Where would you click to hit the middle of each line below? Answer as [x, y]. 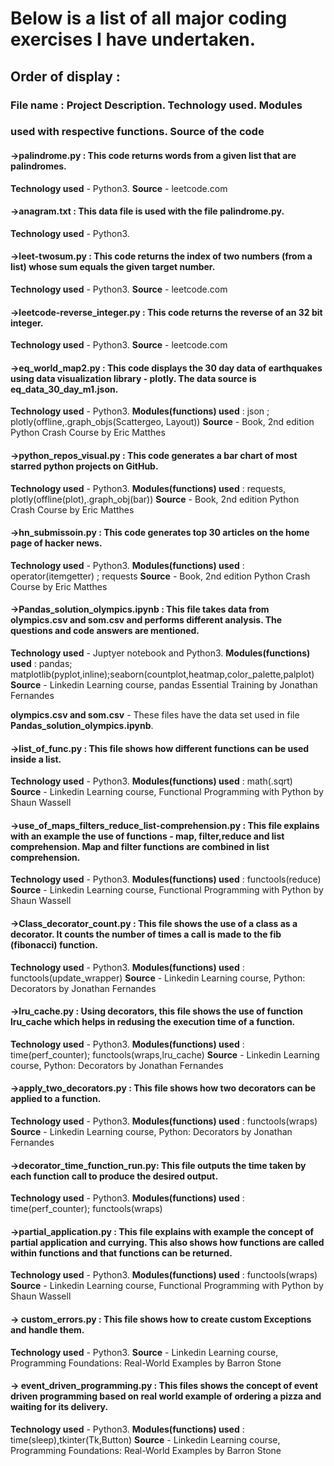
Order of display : [65, 76]
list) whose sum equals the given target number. [113, 267]
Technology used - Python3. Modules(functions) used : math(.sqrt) [151, 781]
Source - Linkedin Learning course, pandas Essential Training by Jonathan [164, 685]
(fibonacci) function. [54, 945]
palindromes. [38, 166]
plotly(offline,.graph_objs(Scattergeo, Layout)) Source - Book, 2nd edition [162, 422]
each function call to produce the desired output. [114, 1176]
